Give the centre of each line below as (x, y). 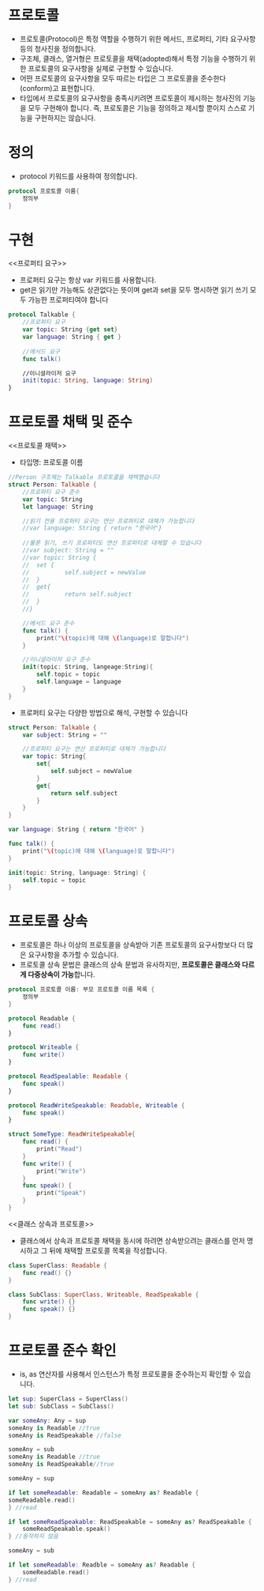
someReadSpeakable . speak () (67, 1529)
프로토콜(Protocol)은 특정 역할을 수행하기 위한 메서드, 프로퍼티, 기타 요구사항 (138, 39)
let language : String (58, 507)
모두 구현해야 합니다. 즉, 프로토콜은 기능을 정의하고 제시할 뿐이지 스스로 (137, 107)
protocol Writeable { (44, 1047)
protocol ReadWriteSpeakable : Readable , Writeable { (97, 1105)
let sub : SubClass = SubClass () (61, 1406)
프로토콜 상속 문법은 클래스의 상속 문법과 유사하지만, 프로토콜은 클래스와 (130, 965)
